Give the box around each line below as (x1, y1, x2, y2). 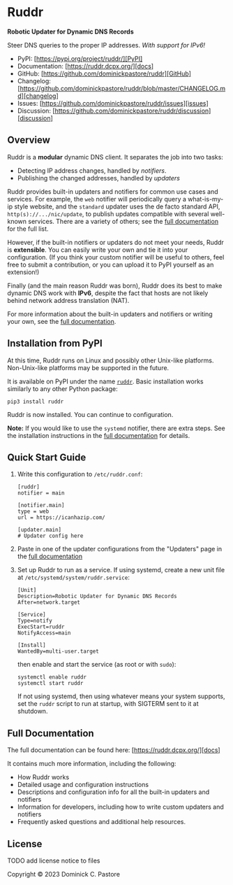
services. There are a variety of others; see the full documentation (27, 217, 218, 225)
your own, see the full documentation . (7, 317, 116, 325)
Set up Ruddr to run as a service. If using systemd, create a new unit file (17, 566, 225, 574)
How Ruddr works (17, 773, 70, 781)
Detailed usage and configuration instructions (17, 781, 149, 789)
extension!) (7, 267, 40, 276)
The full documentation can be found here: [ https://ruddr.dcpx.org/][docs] (7, 746, 221, 754)
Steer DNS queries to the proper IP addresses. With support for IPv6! (7, 41, 206, 49)
